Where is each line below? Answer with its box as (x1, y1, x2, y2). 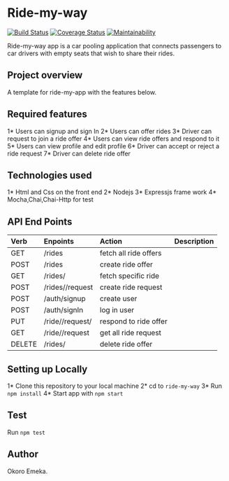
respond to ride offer (100, 316, 168, 326)
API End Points (7, 216, 73, 228)
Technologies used (7, 169, 92, 181)
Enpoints (43, 237, 75, 246)
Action (100, 237, 123, 246)
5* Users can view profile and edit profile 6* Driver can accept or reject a (7, 141, 220, 150)
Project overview (7, 69, 83, 81)
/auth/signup (43, 294, 86, 304)
